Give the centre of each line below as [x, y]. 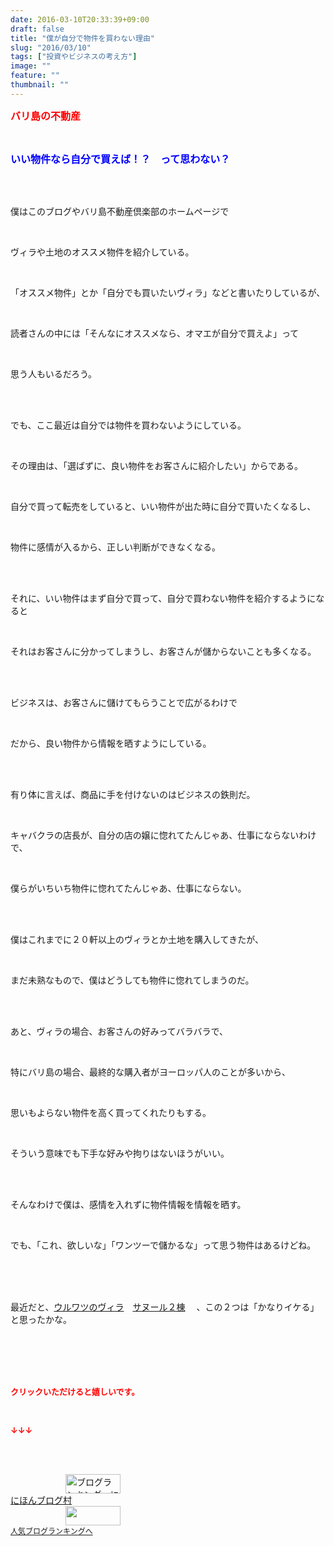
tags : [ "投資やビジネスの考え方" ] [74, 57]
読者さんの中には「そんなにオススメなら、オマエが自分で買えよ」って [155, 333]
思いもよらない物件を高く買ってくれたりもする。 [111, 1112]
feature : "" [35, 76]
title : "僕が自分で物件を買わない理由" [82, 38]
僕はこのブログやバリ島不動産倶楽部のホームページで [120, 211]
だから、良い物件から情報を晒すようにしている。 [111, 743]
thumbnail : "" [40, 85]
